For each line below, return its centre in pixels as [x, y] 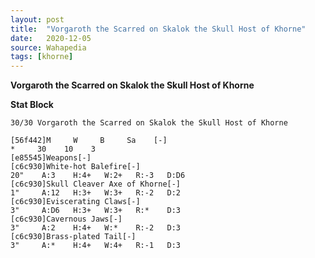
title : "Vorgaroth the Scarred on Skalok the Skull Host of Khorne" [158, 29]
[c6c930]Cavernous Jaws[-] [66, 219]
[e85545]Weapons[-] [51, 158]
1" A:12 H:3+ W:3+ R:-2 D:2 [96, 193]
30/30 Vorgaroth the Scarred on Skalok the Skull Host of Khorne [149, 123]
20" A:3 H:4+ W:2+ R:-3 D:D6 [98, 176]
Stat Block [32, 105]
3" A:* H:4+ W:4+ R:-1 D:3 [96, 246]
